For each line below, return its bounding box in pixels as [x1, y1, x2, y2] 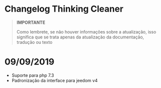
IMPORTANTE [16, 19, 45, 25]
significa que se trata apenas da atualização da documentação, [16, 34, 144, 40]
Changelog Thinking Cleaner [4, 3, 124, 15]
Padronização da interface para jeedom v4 [11, 77, 98, 83]
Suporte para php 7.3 [11, 72, 54, 78]
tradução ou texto [16, 39, 53, 45]
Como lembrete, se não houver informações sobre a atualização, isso [16, 29, 157, 35]
